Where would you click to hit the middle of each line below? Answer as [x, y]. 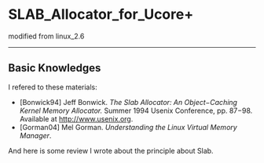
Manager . [35, 136]
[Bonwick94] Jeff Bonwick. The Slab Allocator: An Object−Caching [128, 102]
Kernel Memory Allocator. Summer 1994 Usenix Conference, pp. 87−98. [136, 110]
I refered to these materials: [53, 87]
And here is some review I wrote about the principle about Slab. [111, 150]
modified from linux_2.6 [46, 36]
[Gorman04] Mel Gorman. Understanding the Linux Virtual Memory [128, 127]
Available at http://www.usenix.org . [76, 118]
